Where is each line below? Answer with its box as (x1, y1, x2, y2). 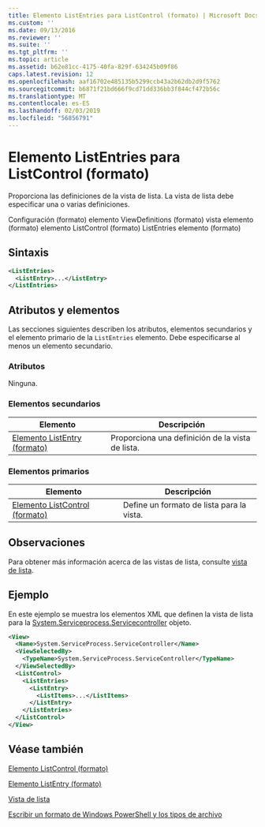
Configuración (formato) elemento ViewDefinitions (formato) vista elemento (8, 215, 254, 224)
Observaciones (8, 536, 85, 549)
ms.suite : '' (8, 41, 51, 49)
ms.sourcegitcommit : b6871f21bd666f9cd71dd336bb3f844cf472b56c (8, 84, 221, 93)
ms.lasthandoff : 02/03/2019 (8, 107, 101, 115)
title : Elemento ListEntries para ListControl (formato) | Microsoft (8, 11, 242, 20)
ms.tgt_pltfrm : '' (8, 48, 69, 56)
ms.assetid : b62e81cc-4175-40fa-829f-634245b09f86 (8, 63, 178, 71)
